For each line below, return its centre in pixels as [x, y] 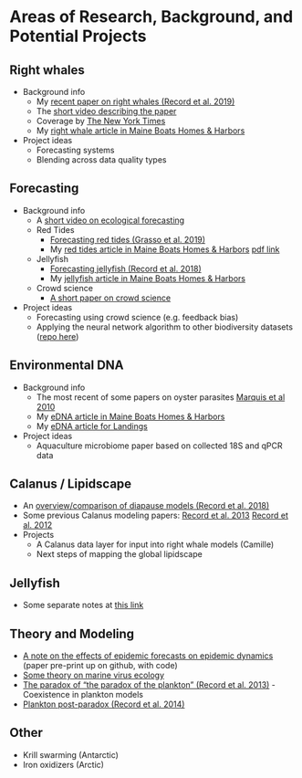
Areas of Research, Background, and [151, 17]
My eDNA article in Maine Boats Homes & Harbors [130, 416]
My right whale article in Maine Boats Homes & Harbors [141, 131]
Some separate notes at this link [83, 605]
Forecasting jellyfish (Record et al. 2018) [126, 268]
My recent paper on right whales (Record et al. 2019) [135, 101]
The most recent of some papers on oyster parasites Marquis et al [161, 397]
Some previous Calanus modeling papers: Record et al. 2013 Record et [156, 515]
